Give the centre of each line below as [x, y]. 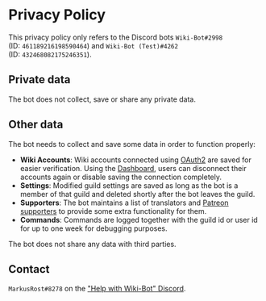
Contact [29, 269]
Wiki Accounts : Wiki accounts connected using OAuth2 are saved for [135, 160]
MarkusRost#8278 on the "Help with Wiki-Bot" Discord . [97, 289]
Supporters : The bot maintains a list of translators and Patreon [124, 203]
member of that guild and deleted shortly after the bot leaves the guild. [137, 194]
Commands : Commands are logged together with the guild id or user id [139, 219]
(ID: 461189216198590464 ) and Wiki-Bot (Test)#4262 [94, 45]
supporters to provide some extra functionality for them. [113, 211]
